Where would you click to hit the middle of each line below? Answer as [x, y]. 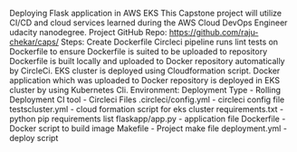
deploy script [34, 138]
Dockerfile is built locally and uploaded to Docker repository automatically [147, 61]
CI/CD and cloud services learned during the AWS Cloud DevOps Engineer [148, 23]
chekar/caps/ [34, 42]
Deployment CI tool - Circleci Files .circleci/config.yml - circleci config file [147, 100]
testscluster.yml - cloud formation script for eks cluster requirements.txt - [147, 109]
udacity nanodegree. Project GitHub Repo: [88, 32]
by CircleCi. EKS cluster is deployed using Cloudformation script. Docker [145, 71]
